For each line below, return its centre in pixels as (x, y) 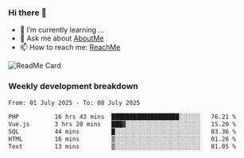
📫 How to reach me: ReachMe (70, 48)
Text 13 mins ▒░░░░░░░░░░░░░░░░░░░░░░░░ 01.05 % (122, 146)
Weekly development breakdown (74, 87)
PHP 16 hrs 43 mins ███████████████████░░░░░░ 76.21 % (122, 117)
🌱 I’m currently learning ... (62, 30)
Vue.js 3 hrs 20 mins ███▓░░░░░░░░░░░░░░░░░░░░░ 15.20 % (122, 125)
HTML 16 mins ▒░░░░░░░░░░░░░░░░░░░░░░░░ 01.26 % (122, 139)
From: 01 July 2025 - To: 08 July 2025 (74, 102)
